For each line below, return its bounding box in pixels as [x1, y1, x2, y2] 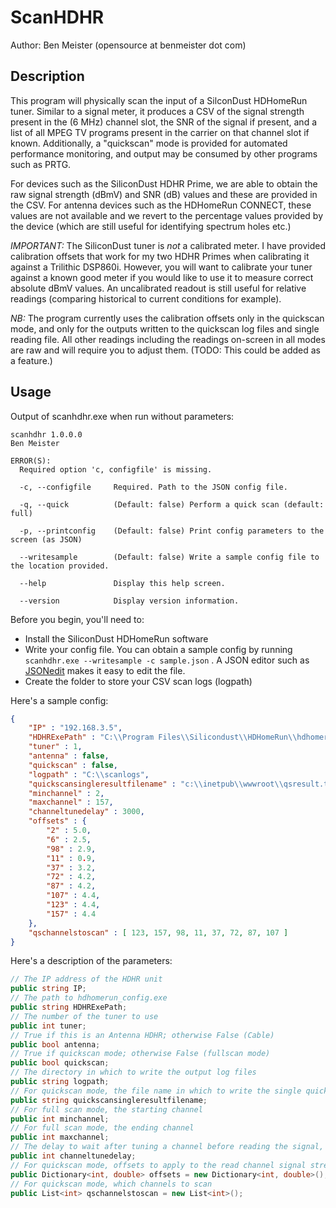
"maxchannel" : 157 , [28, 797, 114, 808]
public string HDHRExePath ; [10, 1002, 128, 1013]
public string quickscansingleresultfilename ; [10, 1095, 208, 1105]
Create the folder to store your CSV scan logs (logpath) [24, 675, 253, 687]
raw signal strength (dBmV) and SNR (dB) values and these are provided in [10, 188, 318, 200]
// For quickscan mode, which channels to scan [10, 1179, 213, 1189]
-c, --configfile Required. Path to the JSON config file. [19, 482, 288, 492]
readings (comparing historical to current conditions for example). [10, 292, 282, 305]
